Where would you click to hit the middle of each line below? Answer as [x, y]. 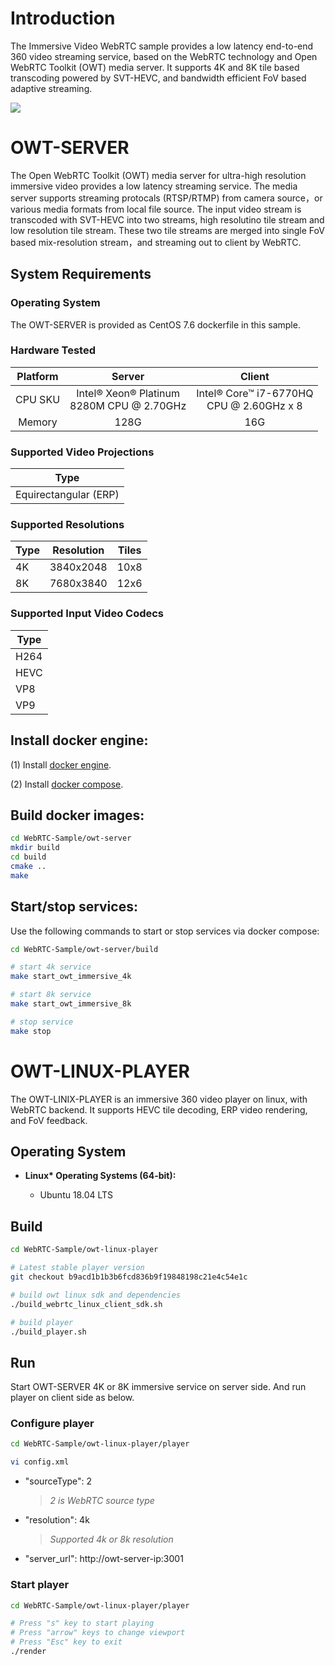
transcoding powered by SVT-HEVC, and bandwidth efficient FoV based [158, 78]
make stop [31, 1031]
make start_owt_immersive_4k [71, 977]
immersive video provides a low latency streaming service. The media [154, 186]
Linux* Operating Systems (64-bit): [100, 1176]
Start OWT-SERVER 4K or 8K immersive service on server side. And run [158, 1387]
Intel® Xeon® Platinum [128, 393]
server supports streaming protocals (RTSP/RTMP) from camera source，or [166, 198]
